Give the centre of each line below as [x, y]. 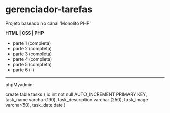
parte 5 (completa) [32, 64]
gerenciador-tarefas [49, 9]
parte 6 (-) [23, 70]
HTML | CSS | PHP [25, 33]
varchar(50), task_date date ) [35, 105]
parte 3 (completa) [32, 54]
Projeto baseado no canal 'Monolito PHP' [48, 23]
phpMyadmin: [20, 84]
